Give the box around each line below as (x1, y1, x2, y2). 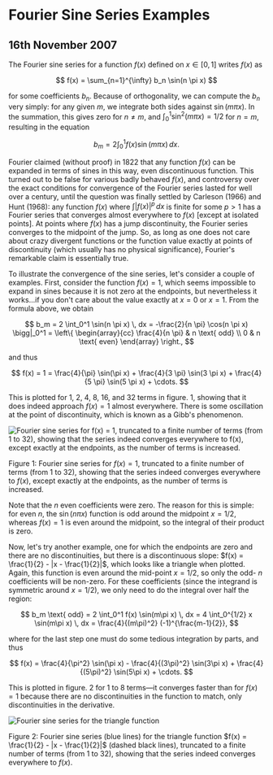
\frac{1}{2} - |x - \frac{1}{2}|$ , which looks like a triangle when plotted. (8, 559, 245, 569)
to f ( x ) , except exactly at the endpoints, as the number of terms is (8, 476, 228, 485)
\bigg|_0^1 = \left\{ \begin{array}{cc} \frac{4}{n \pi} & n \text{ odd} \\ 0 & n (11, 328, 262, 338)
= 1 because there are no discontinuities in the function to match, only (8, 691, 242, 701)
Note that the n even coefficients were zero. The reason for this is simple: (8, 500, 254, 510)
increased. (8, 485, 45, 494)
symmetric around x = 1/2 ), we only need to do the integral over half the (8, 586, 249, 595)
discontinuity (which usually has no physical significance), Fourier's (8, 245, 236, 255)
